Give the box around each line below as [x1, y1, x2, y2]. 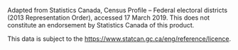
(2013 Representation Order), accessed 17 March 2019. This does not [7, 13, 210, 22]
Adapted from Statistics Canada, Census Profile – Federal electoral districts [7, 6, 228, 14]
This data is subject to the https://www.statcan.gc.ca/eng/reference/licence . [7, 35, 232, 43]
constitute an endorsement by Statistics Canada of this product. [7, 21, 195, 29]
